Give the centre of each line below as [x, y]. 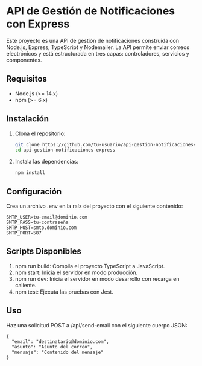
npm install [30, 173]
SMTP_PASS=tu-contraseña [37, 222]
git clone [27, 144]
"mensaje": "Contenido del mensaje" [58, 352]
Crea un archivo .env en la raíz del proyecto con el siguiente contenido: [95, 206]
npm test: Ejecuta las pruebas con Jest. [64, 292]
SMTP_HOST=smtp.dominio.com [42, 228]
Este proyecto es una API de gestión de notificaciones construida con [93, 40]
